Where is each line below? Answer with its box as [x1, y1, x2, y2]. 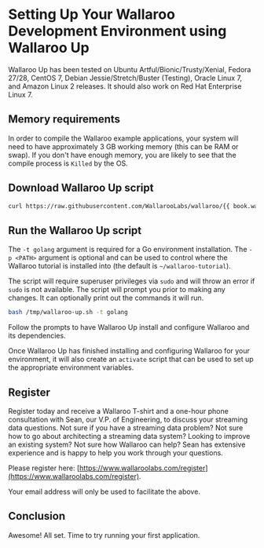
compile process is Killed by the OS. [8, 159, 128, 168]
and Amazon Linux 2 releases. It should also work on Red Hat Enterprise [8, 81, 242, 91]
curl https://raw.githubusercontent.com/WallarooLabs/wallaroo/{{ [8, 202, 230, 210]
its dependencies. [8, 331, 66, 341]
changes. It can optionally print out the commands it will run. [8, 293, 204, 303]
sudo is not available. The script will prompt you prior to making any [8, 285, 225, 294]
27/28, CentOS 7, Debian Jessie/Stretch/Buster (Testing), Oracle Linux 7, [8, 73, 242, 82]
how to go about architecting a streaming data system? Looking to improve [8, 431, 251, 440]
